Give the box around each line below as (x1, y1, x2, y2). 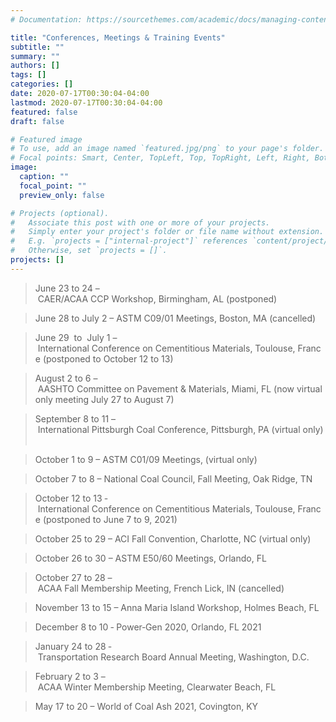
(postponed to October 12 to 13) (42, 352, 174, 365)
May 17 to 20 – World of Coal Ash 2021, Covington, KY (34, 700, 259, 712)
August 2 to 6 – (34, 372, 98, 384)
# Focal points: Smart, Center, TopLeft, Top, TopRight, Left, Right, (10, 153, 311, 163)
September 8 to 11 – (34, 412, 117, 425)
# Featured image (10, 134, 83, 145)
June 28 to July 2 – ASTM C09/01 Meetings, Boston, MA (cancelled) (34, 312, 317, 324)
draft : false (10, 116, 65, 126)
